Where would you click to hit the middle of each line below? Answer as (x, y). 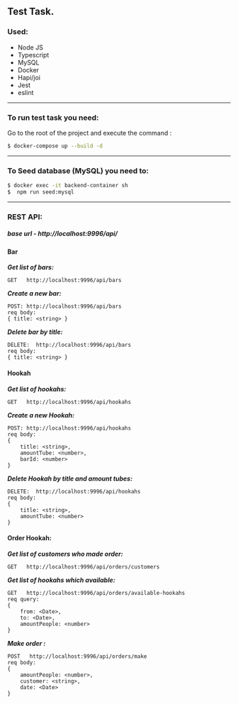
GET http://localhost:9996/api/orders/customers (84, 566)
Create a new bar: (34, 294)
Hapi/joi (29, 77)
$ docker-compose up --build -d (55, 146)
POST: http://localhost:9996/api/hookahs (69, 428)
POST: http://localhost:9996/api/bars (64, 307)
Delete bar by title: (35, 332)
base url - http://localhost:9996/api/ (63, 234)
